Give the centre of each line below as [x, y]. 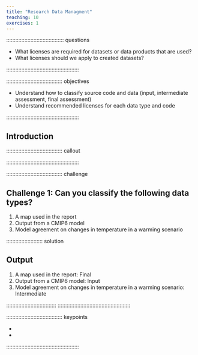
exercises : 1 [22, 23]
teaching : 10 [22, 17]
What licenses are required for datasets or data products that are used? [103, 52]
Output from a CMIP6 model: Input [57, 281]
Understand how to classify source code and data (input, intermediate [101, 93]
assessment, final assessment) [53, 99]
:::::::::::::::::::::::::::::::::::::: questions [48, 40]
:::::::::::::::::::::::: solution [35, 241]
